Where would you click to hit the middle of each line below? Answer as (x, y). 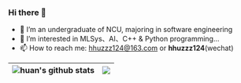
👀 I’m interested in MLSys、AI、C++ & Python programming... (119, 39)
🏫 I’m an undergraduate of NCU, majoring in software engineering (126, 30)
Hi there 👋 (28, 13)
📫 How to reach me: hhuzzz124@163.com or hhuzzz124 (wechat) (126, 48)
